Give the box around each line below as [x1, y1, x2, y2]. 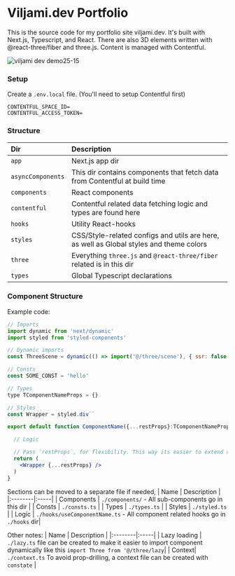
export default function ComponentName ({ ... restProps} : [7, 423, 173, 430]
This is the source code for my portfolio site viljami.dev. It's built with [7, 28, 205, 36]
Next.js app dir [71, 156, 120, 165]
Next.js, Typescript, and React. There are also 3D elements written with [7, 35, 213, 43]
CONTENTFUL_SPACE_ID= [7, 104, 71, 111]
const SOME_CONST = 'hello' [7, 373, 90, 380]
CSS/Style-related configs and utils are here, [71, 230, 220, 240]
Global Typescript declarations [71, 270, 173, 280]
